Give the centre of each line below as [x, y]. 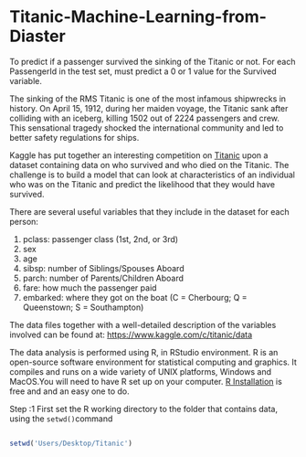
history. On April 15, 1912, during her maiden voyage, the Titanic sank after [149, 108]
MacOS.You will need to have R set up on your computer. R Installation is [146, 381]
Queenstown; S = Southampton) [83, 307]
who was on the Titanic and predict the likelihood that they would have [142, 184]
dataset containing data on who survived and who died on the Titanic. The [149, 165]
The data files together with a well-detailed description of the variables [143, 324]
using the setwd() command [61, 419]
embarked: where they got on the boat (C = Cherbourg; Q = [135, 297]
